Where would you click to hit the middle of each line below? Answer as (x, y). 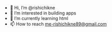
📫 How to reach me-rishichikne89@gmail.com (58, 24)
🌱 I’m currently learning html (39, 18)
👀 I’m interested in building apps (43, 13)
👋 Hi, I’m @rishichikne (32, 8)
